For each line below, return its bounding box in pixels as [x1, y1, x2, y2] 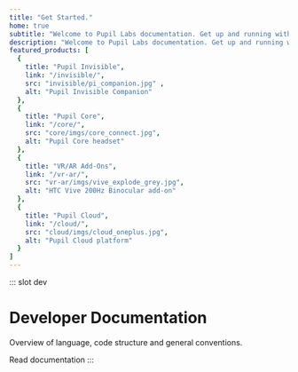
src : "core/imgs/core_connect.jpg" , [25, 129, 161, 138]
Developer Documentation [9, 308, 208, 328]
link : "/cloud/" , [25, 219, 90, 228]
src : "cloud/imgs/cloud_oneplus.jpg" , [25, 227, 169, 236]
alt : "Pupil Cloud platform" [25, 236, 133, 245]
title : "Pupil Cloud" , [25, 210, 109, 220]
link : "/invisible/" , [25, 71, 105, 80]
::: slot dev [9, 277, 48, 287]
